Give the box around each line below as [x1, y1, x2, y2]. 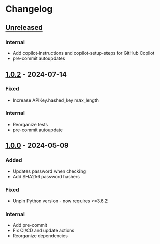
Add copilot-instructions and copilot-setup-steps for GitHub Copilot [12, 50, 155, 56]
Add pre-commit [12, 222, 47, 228]
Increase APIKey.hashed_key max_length [12, 97, 99, 103]
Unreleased [5, 23, 43, 32]
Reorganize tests [12, 121, 48, 127]
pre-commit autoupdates [12, 55, 65, 62]
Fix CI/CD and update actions [12, 227, 75, 234]
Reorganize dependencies [12, 233, 68, 239]
